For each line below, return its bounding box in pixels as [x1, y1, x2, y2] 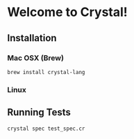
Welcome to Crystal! [7, 4, 128, 20]
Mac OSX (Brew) [7, 53, 65, 63]
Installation [7, 32, 57, 44]
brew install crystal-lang [7, 68, 85, 75]
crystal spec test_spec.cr [7, 125, 85, 132]
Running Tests [7, 106, 71, 119]
